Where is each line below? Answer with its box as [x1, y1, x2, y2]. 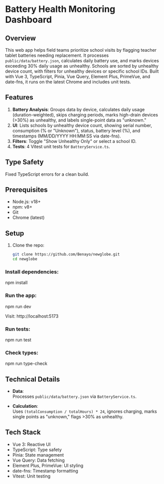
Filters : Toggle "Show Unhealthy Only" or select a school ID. [12, 138, 137, 144]
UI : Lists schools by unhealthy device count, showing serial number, [12, 122, 153, 128]
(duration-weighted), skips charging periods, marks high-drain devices [12, 112, 159, 118]
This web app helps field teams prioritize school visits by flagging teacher [5, 47, 157, 53]
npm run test [5, 337, 31, 343]
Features [5, 93, 33, 102]
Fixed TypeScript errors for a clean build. [5, 171, 90, 177]
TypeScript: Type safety [12, 447, 62, 453]
